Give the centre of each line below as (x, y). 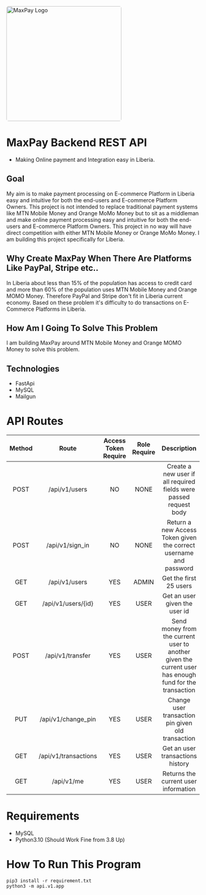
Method (21, 449)
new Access (179, 530)
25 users (179, 586)
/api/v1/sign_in (68, 546)
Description (179, 449)
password (179, 568)
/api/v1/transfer (68, 656)
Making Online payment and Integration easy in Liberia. (85, 159)
